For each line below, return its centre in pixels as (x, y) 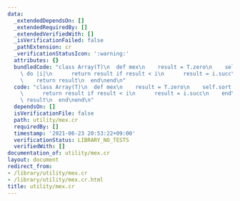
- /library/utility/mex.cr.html (55, 180)
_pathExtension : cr (43, 47)
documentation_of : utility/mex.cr (59, 153)
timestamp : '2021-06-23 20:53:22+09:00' (75, 133)
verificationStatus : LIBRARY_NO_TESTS (72, 140)
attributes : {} (36, 61)
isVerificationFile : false (54, 113)
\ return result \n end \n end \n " (73, 80)
